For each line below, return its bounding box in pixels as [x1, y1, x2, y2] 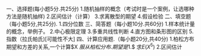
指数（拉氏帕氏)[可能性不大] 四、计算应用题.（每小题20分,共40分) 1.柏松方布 [6, 36, 195, 42]
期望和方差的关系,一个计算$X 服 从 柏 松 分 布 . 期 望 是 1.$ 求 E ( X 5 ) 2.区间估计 [6, 42, 182, 50]
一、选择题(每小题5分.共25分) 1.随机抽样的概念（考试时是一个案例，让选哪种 [6, 5, 195, 12]
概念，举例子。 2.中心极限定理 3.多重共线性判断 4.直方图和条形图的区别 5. [11, 28, 194, 35]
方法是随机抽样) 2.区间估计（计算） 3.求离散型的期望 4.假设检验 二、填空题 [6, 13, 191, 20]
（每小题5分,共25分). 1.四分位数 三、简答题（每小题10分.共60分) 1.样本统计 [6, 20, 190, 27]
